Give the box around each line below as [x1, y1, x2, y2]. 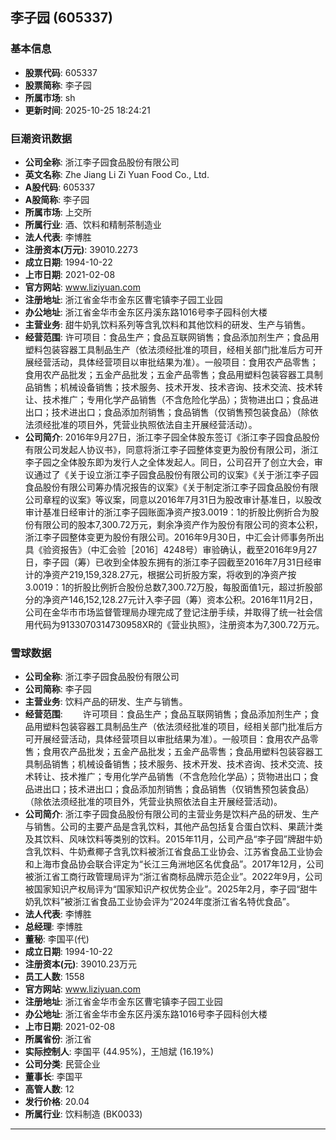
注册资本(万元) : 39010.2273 [24, 243, 139, 255]
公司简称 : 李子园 [24, 683, 92, 695]
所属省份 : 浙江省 [24, 1033, 92, 1045]
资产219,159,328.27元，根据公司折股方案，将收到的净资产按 [51, 568, 297, 580]
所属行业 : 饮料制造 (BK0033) [24, 1108, 143, 1120]
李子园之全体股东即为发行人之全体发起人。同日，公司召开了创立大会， [24, 456, 315, 468]
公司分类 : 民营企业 [24, 1058, 101, 1070]
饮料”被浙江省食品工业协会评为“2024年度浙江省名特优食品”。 [42, 896, 296, 908]
